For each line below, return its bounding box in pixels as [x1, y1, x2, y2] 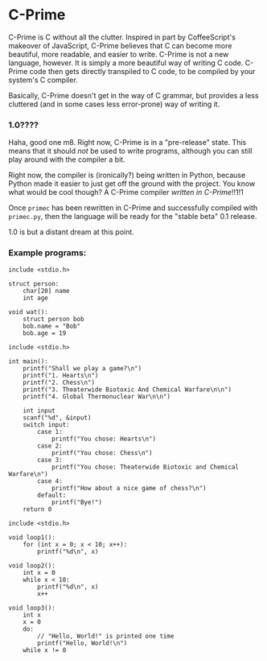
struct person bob [23, 315, 84, 323]
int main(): [8, 357, 48, 366]
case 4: [37, 477, 63, 485]
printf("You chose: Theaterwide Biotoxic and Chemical [51, 463, 240, 471]
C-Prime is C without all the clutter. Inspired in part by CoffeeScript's [8, 32, 236, 42]
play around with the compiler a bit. [8, 155, 126, 164]
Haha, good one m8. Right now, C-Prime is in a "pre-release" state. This [8, 138, 247, 147]
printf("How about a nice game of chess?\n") [51, 484, 207, 492]
